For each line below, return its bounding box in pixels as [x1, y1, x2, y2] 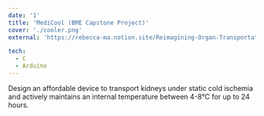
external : [8, 33, 41, 42]
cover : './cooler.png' [8, 26, 82, 34]
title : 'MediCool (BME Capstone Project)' [8, 19, 149, 27]
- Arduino [15, 62, 47, 71]
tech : [8, 48, 26, 56]
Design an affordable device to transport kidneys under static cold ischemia [8, 83, 254, 92]
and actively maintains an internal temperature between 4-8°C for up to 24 [8, 92, 250, 101]
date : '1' [8, 11, 41, 20]
